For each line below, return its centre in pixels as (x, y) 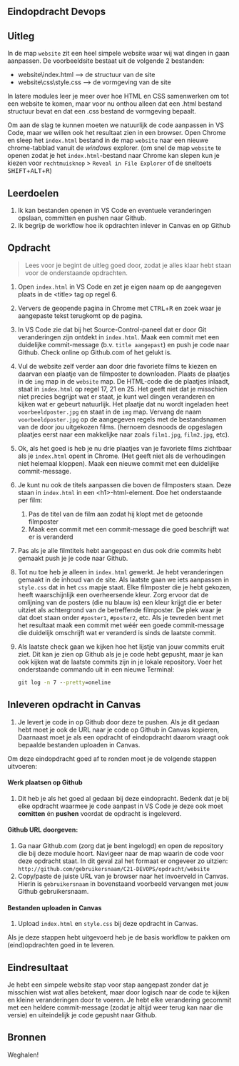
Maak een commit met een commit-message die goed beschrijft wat (129, 529)
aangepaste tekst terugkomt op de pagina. (80, 315)
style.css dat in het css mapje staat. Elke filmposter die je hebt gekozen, (124, 587)
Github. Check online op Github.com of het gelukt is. (95, 352)
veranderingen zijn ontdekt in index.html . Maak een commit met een (118, 337)
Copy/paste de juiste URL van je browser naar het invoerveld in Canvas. (123, 876)
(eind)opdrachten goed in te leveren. (61, 945)
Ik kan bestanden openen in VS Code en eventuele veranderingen (115, 211)
